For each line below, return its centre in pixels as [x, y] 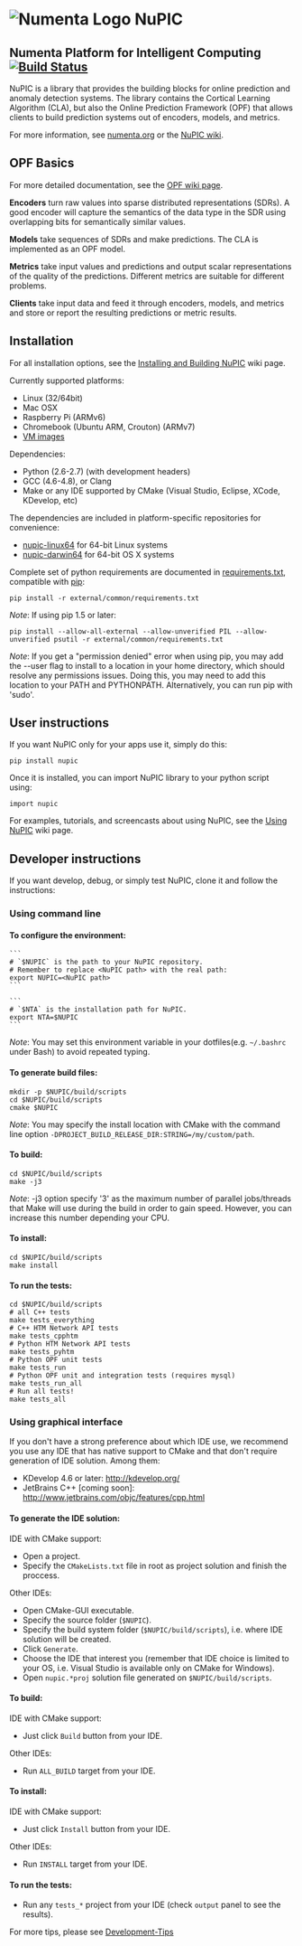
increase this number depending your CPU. [89, 1217]
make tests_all [38, 1400]
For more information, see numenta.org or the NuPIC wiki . [116, 135]
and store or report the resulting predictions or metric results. [123, 313]
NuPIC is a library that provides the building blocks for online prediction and [150, 89]
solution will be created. [67, 1639]
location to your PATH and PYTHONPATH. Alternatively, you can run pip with [151, 685]
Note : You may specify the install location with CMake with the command [145, 1124]
